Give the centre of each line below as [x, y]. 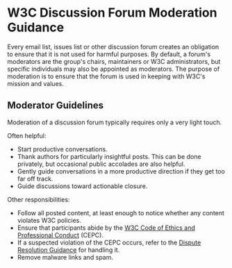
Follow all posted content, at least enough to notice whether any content [121, 212]
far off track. [35, 178]
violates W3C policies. [49, 220]
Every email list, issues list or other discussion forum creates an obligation [113, 47]
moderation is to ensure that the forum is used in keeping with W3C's [106, 76]
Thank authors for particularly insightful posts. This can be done [109, 156]
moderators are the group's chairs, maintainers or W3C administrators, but [114, 61]
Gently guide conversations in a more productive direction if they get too [121, 171]
